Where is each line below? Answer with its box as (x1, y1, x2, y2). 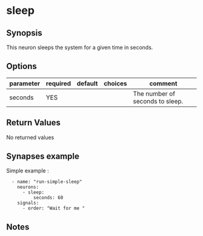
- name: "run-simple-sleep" (11, 179, 83, 185)
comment (149, 79, 178, 88)
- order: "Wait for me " (22, 205, 85, 212)
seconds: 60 (33, 195, 63, 201)
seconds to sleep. (132, 97, 184, 105)
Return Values (6, 117, 61, 128)
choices (103, 79, 127, 88)
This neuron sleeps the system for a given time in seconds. (6, 44, 153, 51)
